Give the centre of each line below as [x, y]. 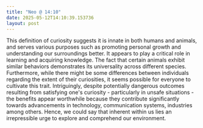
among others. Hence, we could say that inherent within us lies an [89, 112]
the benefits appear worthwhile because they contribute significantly [93, 99]
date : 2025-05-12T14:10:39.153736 [50, 18]
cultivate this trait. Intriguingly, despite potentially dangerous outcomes [95, 86]
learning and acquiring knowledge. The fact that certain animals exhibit [96, 60]
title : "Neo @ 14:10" [34, 12]
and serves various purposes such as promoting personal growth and [94, 47]
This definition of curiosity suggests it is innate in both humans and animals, [101, 41]
